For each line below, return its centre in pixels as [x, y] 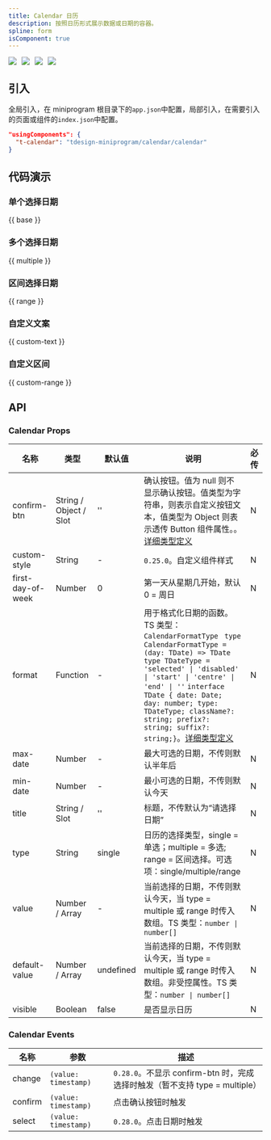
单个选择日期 [33, 202]
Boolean [71, 1009]
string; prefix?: [177, 719]
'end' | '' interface [184, 687]
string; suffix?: [177, 728]
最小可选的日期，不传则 [188, 780]
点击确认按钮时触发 [150, 1102]
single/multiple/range [200, 872]
